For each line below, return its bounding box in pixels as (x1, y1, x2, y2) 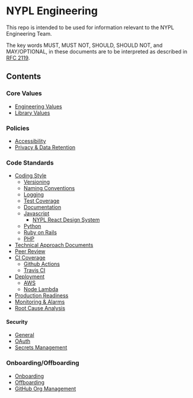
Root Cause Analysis (14, 305, 66, 312)
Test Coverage (23, 197, 60, 204)
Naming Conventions (23, 185, 75, 192)
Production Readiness (14, 292, 69, 299)
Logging (23, 191, 44, 198)
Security (6, 318, 28, 325)
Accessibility (14, 137, 46, 144)
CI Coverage (14, 254, 46, 261)
